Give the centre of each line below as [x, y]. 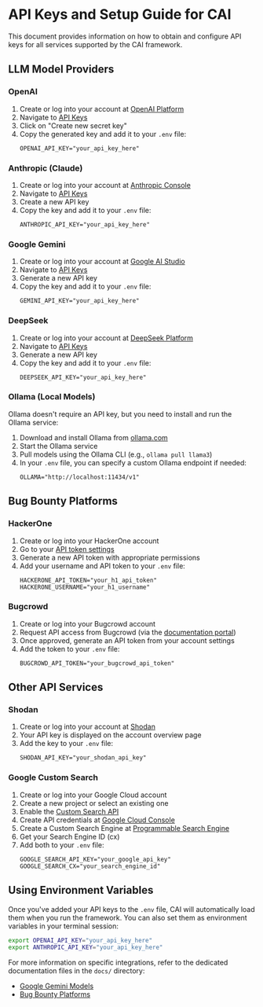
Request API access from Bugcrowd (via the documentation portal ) [128, 632]
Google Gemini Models [57, 986]
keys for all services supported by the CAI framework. [95, 44]
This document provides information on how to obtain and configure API [125, 36]
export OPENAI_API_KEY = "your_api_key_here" [80, 940]
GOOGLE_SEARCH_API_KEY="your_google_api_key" [95, 859]
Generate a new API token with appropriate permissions [110, 557]
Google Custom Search [53, 777]
